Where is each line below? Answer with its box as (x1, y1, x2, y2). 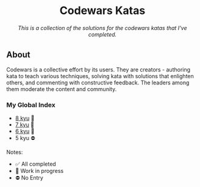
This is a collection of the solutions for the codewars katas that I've (18, 24, 187, 31)
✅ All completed (15, 160, 56, 168)
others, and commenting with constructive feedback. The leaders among (6, 79, 190, 86)
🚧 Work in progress (15, 167, 64, 175)
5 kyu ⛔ (15, 134, 35, 142)
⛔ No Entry (15, 174, 44, 182)
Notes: (6, 148, 23, 156)
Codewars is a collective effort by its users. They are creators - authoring (6, 65, 191, 73)
